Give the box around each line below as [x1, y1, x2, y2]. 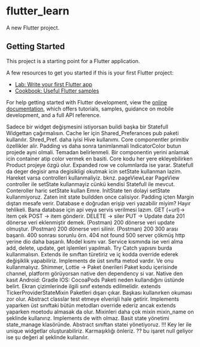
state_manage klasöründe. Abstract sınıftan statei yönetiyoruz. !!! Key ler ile [6, 321, 192, 328]
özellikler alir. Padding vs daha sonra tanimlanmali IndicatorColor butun [6, 142, 181, 149]
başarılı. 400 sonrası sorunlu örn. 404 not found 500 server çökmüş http [6, 231, 186, 238]
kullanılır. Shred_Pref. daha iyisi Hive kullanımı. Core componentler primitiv [6, 136, 189, 143]
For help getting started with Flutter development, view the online [6, 98, 168, 106]
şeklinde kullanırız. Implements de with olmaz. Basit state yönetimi [6, 314, 169, 322]
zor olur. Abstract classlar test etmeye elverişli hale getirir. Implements [6, 295, 180, 303]
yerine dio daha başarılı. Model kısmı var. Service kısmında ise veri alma [6, 238, 183, 245]
